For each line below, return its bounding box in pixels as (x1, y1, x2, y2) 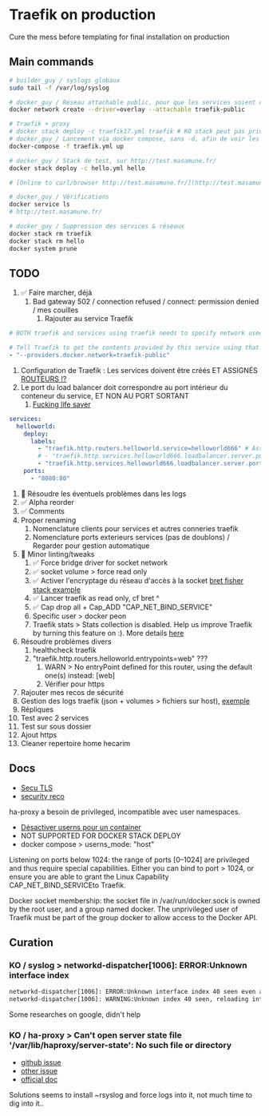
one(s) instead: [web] (44, 670, 115, 680)
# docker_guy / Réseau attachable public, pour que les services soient (9, 98, 256, 106)
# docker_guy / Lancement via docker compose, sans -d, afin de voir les (9, 135, 260, 143)
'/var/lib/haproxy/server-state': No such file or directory (9, 1039, 232, 1050)
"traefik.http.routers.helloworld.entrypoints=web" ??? (32, 653, 208, 663)
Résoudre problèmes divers (20, 637, 112, 646)
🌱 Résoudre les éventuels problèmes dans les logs (20, 489, 187, 498)
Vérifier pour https (44, 679, 105, 689)
